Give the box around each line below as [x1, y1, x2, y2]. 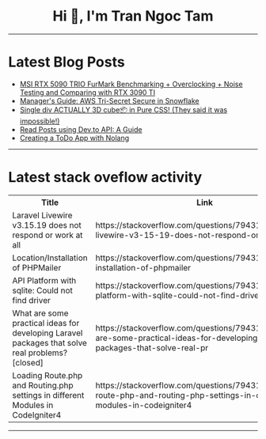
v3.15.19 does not [12, 219, 82, 230]
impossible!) [19, 116, 60, 126]
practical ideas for [12, 317, 80, 328]
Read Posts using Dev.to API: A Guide [19, 124, 142, 134]
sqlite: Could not [12, 285, 73, 296]
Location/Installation [12, 252, 89, 263]
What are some [12, 308, 69, 319]
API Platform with [12, 274, 77, 286]
